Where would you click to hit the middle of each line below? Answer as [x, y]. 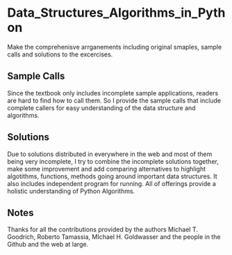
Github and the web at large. [48, 245]
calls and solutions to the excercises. [60, 54]
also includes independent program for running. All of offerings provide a [112, 183]
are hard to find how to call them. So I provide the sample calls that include [114, 100]
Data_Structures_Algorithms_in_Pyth [116, 13]
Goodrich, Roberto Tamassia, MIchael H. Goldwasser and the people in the [114, 237]
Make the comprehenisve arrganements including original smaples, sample [115, 47]
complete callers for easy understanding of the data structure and [101, 108]
